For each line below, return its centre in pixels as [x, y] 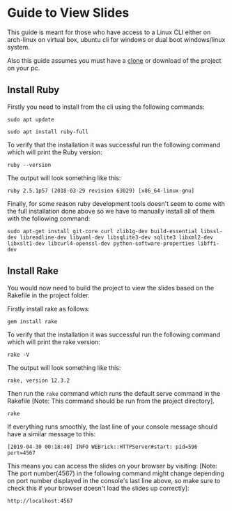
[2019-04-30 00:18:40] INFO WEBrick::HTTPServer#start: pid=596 [102, 447]
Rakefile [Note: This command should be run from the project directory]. [111, 401]
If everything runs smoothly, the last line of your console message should [113, 427]
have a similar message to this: [52, 434]
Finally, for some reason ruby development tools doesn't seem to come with [116, 203]
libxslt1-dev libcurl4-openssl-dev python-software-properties [101, 243]
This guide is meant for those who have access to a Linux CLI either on [109, 32]
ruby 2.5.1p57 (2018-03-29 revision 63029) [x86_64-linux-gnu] [101, 191]
